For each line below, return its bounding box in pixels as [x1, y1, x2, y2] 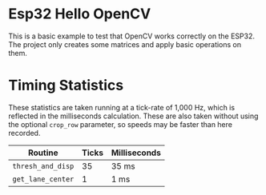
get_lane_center [12, 174, 75, 184]
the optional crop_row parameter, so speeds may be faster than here [8, 119, 232, 129]
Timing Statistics [8, 77, 124, 94]
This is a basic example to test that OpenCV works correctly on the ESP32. [8, 31, 255, 41]
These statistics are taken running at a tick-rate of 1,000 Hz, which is [8, 102, 235, 112]
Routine [27, 147, 58, 158]
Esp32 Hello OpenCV [8, 5, 151, 23]
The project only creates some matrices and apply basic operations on [8, 39, 242, 49]
